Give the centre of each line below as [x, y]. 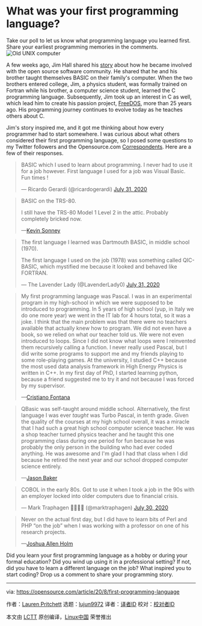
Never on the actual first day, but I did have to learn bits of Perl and [104, 519]
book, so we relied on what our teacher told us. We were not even [103, 334]
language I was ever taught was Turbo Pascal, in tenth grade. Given [105, 415]
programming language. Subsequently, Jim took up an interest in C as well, [99, 97]
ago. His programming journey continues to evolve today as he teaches [95, 109]
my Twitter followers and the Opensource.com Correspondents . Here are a [99, 147]
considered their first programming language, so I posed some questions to [100, 140]
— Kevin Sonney [41, 230]
